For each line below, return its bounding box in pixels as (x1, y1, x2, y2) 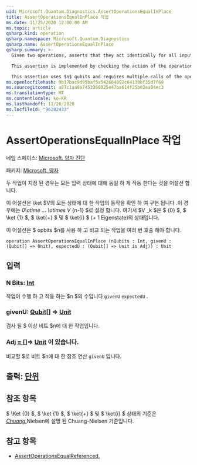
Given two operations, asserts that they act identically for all (11, 52, 177, 58)
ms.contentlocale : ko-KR (6, 95, 67, 102)
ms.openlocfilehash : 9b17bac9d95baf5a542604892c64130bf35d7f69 (6, 79, 164, 85)
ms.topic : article (6, 25, 51, 31)
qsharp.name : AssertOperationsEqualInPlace (6, 42, 114, 48)
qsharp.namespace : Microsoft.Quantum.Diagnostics (6, 36, 130, 42)
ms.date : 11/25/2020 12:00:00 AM (6, 19, 88, 25)
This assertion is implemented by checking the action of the (11, 63, 167, 69)
